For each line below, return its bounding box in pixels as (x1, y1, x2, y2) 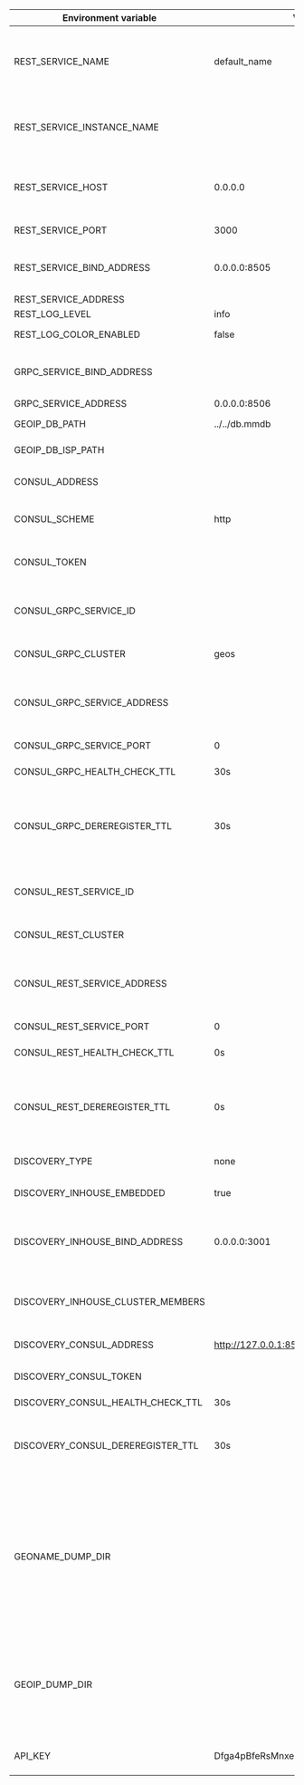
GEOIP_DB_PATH (14, 418, 86, 429)
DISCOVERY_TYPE (14, 1155, 93, 1167)
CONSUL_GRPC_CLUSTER (14, 648, 127, 660)
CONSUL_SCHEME (14, 513, 95, 525)
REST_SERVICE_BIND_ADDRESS (14, 262, 151, 274)
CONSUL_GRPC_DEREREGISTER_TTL (14, 820, 172, 832)
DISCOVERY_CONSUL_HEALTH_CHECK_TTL (14, 1396, 204, 1408)
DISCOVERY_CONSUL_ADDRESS (14, 1338, 154, 1351)
